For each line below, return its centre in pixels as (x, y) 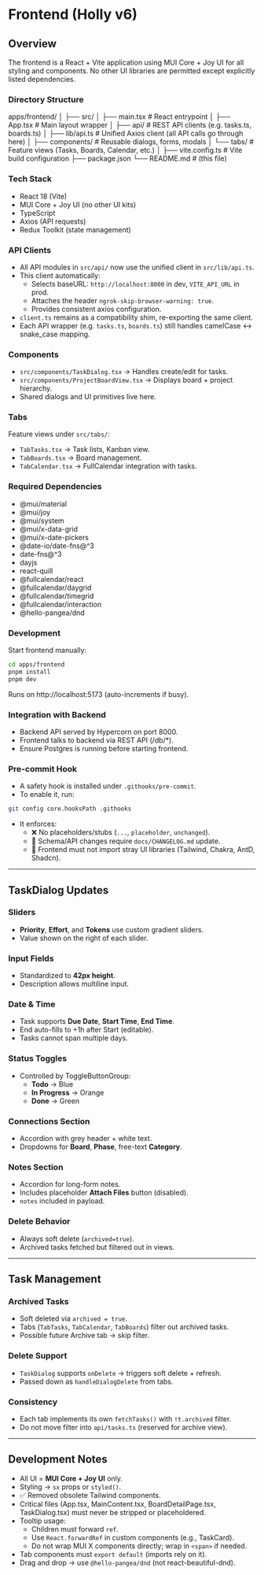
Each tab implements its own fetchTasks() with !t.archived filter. (125, 1418)
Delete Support (38, 1356)
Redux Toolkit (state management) (75, 229)
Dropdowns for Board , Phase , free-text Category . (101, 1147)
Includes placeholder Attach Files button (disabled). (104, 1193)
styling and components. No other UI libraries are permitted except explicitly (132, 71)
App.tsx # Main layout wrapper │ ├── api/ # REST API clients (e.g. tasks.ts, (130, 125)
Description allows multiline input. (74, 984)
